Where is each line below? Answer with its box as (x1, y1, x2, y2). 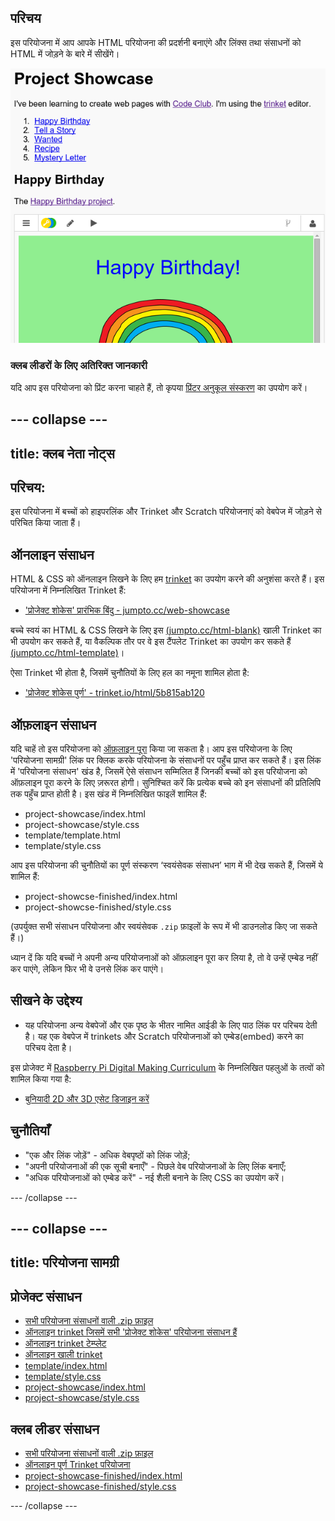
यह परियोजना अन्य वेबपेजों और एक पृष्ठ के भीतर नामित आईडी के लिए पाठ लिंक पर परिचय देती (24, 1019, 318, 1031)
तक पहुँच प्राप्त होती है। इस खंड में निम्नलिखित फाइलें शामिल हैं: (10, 788, 208, 800)
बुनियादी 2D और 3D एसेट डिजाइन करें (24, 1092, 150, 1105)
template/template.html (24, 829, 121, 841)
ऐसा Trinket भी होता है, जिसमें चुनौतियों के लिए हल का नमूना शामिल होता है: (10, 667, 250, 679)
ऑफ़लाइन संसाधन (10, 716, 97, 733)
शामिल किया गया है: (10, 1072, 72, 1085)
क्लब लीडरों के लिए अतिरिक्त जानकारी (10, 359, 148, 373)
